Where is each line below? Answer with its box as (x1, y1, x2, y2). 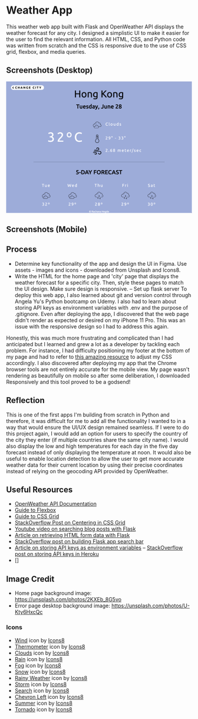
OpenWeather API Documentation (14, 500, 97, 507)
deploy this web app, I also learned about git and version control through (14, 291, 192, 298)
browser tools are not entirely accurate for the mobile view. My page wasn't (6, 366, 190, 373)
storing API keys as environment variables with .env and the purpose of (14, 304, 189, 311)
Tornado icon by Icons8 (14, 705, 72, 713)
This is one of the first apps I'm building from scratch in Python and (6, 411, 170, 418)
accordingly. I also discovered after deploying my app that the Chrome (6, 359, 177, 366)
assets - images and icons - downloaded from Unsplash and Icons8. (14, 266, 181, 274)
